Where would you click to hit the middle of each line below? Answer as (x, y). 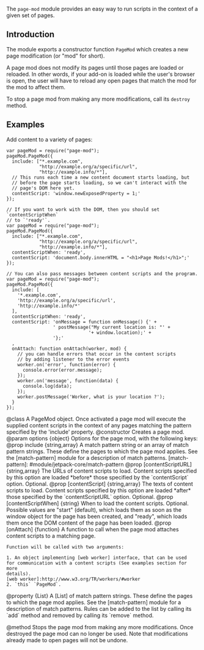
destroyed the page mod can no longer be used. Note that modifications (97, 633)
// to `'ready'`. (28, 220)
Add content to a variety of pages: (49, 139)
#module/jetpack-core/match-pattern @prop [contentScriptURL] (111, 464)
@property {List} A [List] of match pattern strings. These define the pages (100, 596)
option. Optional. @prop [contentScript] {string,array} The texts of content (100, 484)
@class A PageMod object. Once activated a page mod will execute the (96, 419)
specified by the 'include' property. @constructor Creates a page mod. (95, 432)
